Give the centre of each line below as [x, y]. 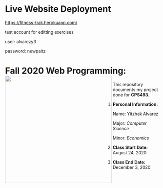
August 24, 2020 [130, 152]
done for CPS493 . [131, 94]
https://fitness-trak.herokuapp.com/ [41, 23]
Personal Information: [135, 104]
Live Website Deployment [58, 9]
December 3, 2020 [132, 167]
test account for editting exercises [40, 32]
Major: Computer [130, 123]
